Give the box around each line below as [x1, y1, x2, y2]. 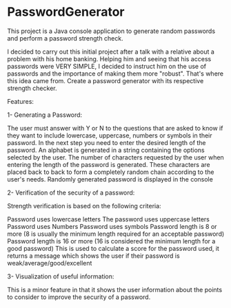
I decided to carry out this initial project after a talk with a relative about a [7, 47, 215, 56]
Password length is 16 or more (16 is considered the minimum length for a [7, 236, 216, 245]
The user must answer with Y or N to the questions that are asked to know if [7, 124, 223, 132]
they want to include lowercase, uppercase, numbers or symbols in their [7, 131, 212, 140]
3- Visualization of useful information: [7, 272, 114, 280]
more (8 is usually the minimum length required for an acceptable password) [7, 230, 225, 238]
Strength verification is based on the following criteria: [7, 201, 161, 210]
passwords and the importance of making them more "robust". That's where [7, 69, 224, 78]
